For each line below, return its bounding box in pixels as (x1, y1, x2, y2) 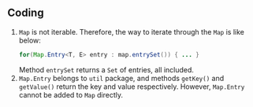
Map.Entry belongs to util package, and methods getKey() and (18, 73, 225, 83)
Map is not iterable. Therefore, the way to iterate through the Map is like (18, 27, 245, 36)
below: (18, 35, 41, 45)
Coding (7, 6, 44, 20)
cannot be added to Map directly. (18, 90, 124, 99)
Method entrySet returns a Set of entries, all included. (18, 65, 195, 74)
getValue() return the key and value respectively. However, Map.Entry (18, 82, 245, 91)
